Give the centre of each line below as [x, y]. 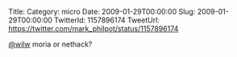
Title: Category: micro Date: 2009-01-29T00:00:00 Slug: [102, 12]
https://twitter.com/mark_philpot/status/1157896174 [94, 28]
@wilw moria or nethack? [50, 44]
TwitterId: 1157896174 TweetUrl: [106, 20]
